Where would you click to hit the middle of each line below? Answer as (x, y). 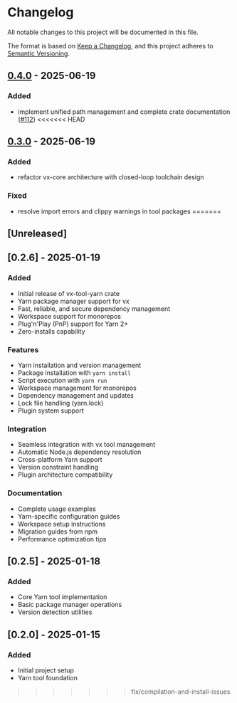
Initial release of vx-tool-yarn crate (68, 293)
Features (23, 349)
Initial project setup (46, 670)
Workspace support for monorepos (69, 316)
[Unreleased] (37, 233)
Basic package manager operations (70, 605)
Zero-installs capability (51, 331)
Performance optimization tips (62, 539)
